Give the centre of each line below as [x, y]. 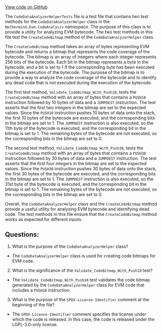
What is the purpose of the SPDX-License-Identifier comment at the [81, 299]
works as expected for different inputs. [44, 219]
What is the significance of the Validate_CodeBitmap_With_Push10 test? [82, 270]
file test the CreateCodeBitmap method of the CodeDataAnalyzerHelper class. [80, 37]
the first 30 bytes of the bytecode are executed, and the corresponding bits [81, 174]
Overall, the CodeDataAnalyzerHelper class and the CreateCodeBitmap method [81, 204]
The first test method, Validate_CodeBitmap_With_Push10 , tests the [71, 92]
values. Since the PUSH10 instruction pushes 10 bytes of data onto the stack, [81, 113]
